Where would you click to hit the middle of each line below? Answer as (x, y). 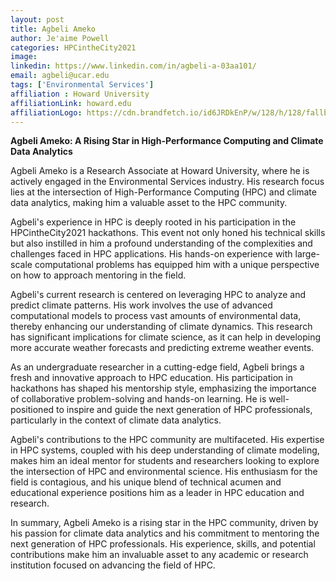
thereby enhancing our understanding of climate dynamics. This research (161, 327)
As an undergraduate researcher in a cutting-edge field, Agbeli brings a (157, 367)
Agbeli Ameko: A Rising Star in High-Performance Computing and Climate (167, 141)
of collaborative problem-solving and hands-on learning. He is (138, 399)
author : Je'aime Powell (60, 38)
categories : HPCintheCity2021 (73, 47)
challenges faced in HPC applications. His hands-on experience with (151, 254)
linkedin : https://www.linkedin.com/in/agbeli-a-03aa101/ (133, 66)
